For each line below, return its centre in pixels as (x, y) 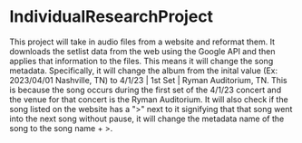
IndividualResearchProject (112, 17)
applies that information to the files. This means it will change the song (141, 61)
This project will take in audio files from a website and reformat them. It (142, 42)
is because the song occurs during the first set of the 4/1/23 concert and (146, 90)
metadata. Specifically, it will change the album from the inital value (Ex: (144, 71)
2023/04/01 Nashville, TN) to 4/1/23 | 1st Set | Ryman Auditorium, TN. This (148, 80)
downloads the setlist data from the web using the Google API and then (142, 51)
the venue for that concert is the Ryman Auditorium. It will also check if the (149, 99)
